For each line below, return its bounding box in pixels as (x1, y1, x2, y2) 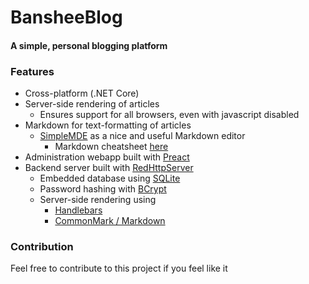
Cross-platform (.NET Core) (24, 87, 140, 100)
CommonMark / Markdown (54, 215, 166, 227)
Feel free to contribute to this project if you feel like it (10, 262, 228, 275)
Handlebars (54, 204, 103, 216)
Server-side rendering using (39, 194, 157, 206)
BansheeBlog (10, 6, 123, 29)
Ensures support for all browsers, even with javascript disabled (39, 109, 300, 121)
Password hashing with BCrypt (39, 183, 167, 195)
